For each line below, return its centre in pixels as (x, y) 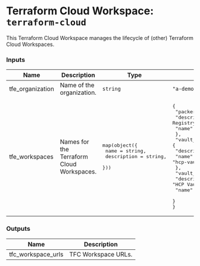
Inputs (16, 60)
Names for (74, 141)
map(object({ (120, 145)
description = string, (136, 157)
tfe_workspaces (31, 156)
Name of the (77, 85)
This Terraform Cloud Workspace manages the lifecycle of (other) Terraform (100, 38)
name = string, (126, 151)
